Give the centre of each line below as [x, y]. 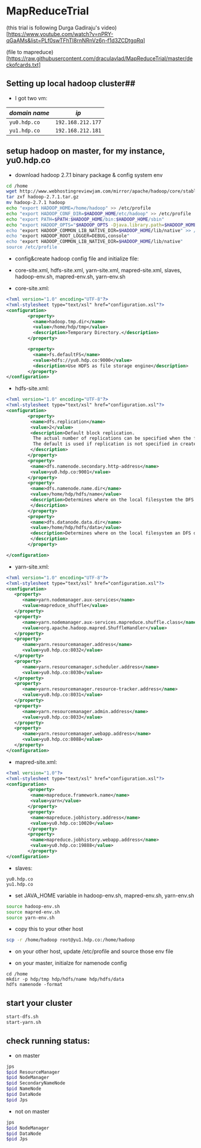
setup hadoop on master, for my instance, [86, 151]
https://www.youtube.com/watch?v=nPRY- [61, 34]
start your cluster [39, 1003]
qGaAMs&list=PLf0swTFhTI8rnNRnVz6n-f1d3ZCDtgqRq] [76, 40]
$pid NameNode [24, 1089]
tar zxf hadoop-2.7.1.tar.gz [42, 197]
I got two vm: [31, 98]
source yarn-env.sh [31, 918]
